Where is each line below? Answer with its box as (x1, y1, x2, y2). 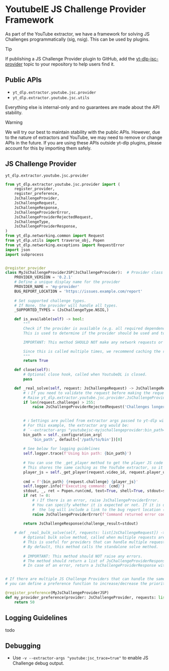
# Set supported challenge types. (14, 298, 87, 303)
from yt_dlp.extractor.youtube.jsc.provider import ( (5, 182, 121, 187)
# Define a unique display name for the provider (14, 279, 121, 285)
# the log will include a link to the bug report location (32, 507, 161, 512)
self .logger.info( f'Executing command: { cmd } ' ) (23, 484, 125, 489)
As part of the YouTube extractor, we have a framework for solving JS (5, 31, 150, 37)
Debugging (5, 641, 41, 650)
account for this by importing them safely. (5, 145, 92, 151)
